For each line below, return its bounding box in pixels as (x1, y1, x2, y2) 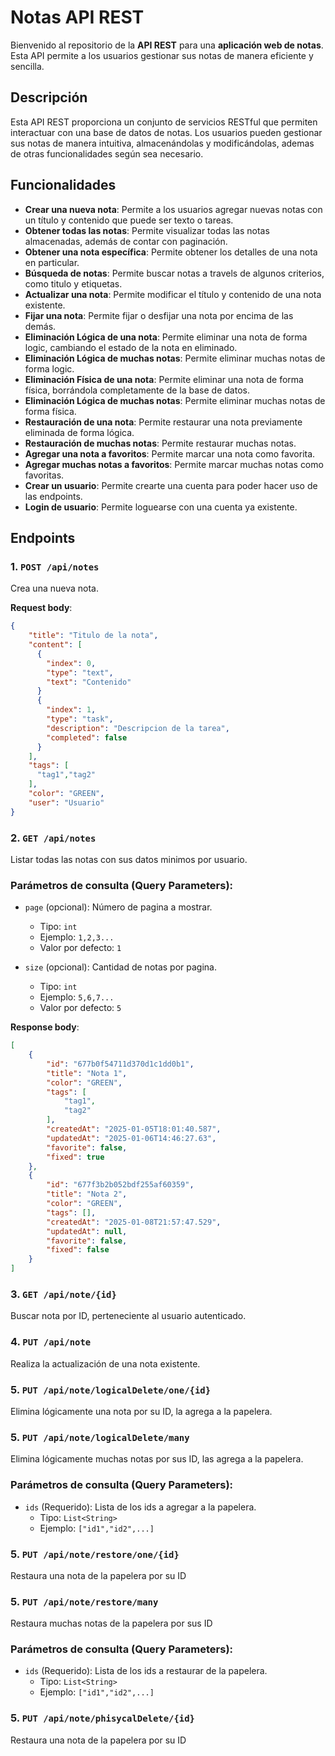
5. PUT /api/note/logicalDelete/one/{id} (10, 1382, 212, 1396)
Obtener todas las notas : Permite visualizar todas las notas (24, 224, 270, 236)
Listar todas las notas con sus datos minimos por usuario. (10, 853, 248, 865)
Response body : (10, 1021, 80, 1033)
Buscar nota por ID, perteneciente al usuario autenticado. (10, 1310, 247, 1322)
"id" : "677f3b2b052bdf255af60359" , (46, 1180, 195, 1190)
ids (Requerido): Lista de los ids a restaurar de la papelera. (24, 1665, 268, 1677)
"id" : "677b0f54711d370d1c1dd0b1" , (46, 1059, 195, 1069)
